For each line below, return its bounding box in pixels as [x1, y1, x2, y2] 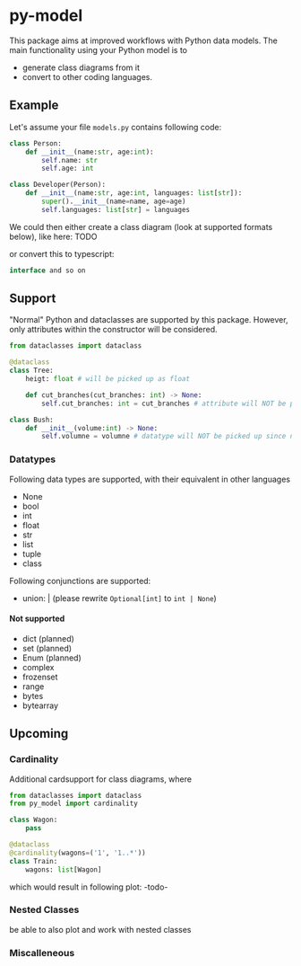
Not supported [9, 613, 65, 625]
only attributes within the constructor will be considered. [9, 324, 218, 335]
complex [21, 661, 55, 672]
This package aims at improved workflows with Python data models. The [9, 35, 278, 46]
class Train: [9, 856, 58, 865]
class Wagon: [9, 815, 58, 825]
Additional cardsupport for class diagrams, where [9, 774, 193, 784]
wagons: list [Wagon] [25, 864, 102, 874]
